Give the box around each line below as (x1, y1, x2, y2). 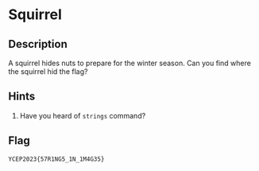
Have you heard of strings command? (19, 111, 146, 120)
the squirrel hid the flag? (8, 67, 88, 76)
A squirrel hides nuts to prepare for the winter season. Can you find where (8, 58, 252, 68)
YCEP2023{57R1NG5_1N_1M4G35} (8, 155, 105, 163)
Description (8, 37, 68, 51)
